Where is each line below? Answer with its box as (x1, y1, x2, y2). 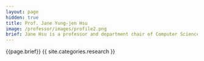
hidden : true (5, 14, 39, 21)
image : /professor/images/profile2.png (5, 25, 107, 32)
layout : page (5, 8, 39, 15)
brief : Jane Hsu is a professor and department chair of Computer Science (5, 31, 200, 37)
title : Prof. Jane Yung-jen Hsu (5, 20, 88, 26)
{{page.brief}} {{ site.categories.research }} (5, 48, 116, 55)
